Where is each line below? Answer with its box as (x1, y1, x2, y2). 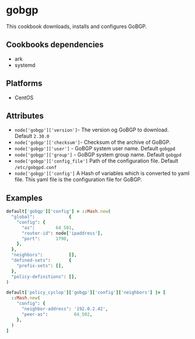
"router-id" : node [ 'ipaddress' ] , (21, 230, 103, 236)
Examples (6, 193, 43, 203)
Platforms (6, 78, 43, 88)
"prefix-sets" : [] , (16, 262, 64, 269)
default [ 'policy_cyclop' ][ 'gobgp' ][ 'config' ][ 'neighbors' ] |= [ (6, 290, 166, 296)
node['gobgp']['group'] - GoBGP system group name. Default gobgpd (14, 151, 182, 158)
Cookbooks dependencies (6, 40, 104, 50)
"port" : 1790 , (21, 236, 69, 241)
